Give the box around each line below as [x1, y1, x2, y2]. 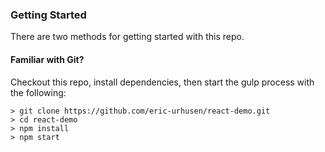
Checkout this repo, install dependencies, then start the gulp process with [10, 76, 315, 88]
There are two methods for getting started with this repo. [10, 31, 245, 43]
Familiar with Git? [10, 53, 85, 65]
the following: [10, 86, 67, 98]
